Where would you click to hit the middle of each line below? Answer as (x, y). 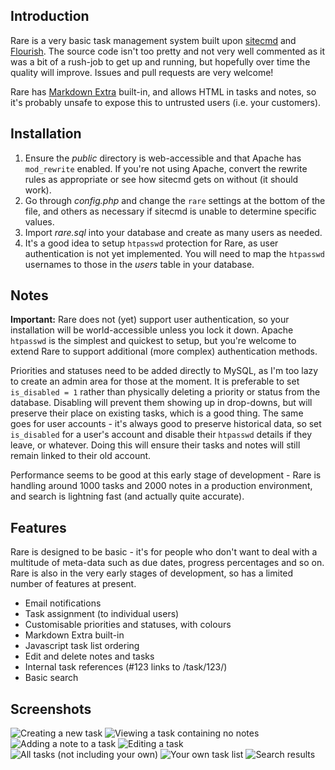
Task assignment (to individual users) (102, 614)
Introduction (50, 16)
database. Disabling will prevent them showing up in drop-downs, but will (161, 403)
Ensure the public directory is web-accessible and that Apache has (163, 158)
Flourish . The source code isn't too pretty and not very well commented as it (167, 51)
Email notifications (63, 603)
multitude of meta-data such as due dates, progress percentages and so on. (167, 563)
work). (38, 190)
